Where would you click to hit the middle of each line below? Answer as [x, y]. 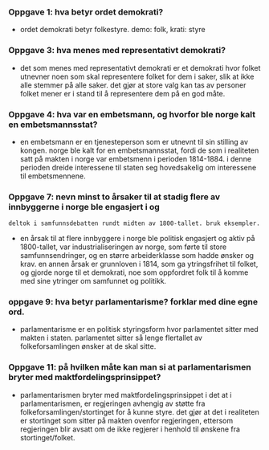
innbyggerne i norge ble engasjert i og [84, 207]
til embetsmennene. [53, 176]
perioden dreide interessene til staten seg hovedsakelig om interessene [138, 167]
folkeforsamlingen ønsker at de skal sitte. [88, 346]
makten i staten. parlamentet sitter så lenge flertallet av [111, 338]
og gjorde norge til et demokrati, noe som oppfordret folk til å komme [134, 272]
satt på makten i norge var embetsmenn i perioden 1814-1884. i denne [135, 158]
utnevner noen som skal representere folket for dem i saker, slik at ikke [137, 76]
